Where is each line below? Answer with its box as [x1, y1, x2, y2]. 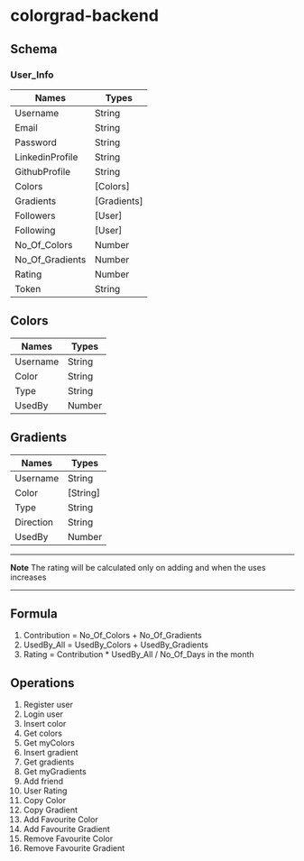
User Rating [23, 785, 68, 796]
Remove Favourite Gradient [23, 843, 125, 854]
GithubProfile [14, 165, 71, 178]
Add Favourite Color [23, 814, 98, 825]
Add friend [23, 776, 64, 787]
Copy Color [23, 795, 67, 806]
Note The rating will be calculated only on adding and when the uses [10, 562, 266, 572]
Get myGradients [23, 766, 87, 777]
